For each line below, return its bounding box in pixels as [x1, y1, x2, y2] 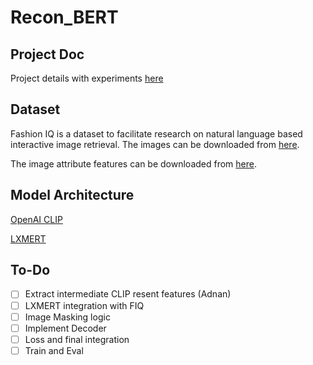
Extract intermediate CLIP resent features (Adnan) [24, 288, 232, 300]
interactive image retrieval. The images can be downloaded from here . [10, 138, 300, 150]
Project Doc [10, 46, 85, 63]
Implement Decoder [24, 322, 107, 334]
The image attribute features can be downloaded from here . [10, 157, 257, 170]
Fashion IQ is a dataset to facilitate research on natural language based [10, 127, 303, 140]
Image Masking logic [24, 311, 111, 323]
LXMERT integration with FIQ [24, 299, 145, 311]
